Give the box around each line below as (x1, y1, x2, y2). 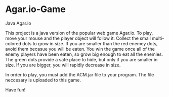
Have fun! (5, 86, 26, 92)
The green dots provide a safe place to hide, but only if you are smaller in (5, 56, 158, 62)
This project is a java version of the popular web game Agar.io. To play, (5, 30, 153, 36)
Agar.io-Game (5, 4, 66, 15)
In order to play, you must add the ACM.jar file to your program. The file (5, 71, 154, 77)
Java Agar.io (5, 20, 31, 26)
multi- (151, 35, 164, 41)
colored (5, 40, 21, 46)
